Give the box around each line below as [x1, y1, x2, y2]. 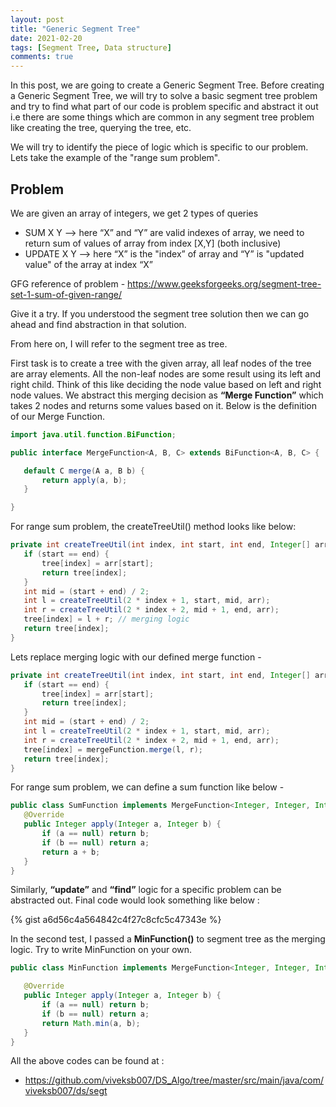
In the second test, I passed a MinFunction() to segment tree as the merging [10, 933, 326, 945]
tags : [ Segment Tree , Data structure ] [10, 42, 172, 53]
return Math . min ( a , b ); [41, 1018, 141, 1028]
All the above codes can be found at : [10, 1055, 165, 1067]
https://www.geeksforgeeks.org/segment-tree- [127, 277, 322, 290]
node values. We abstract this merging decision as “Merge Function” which [10, 389, 324, 401]
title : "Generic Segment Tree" [10, 24, 141, 34]
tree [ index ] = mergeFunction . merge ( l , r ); [23, 744, 203, 755]
